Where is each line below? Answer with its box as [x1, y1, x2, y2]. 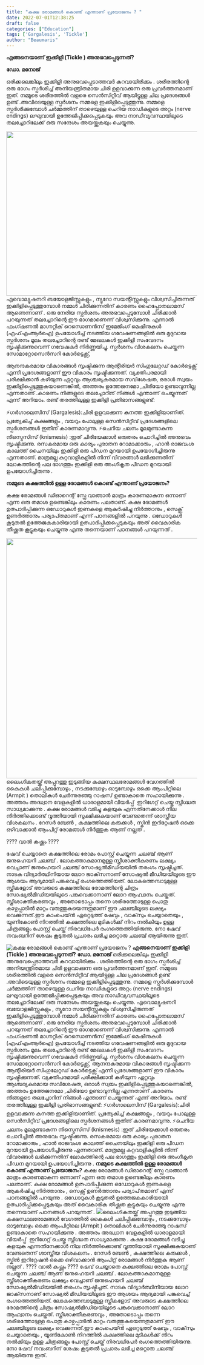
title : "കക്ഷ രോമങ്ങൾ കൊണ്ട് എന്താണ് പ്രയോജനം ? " [6, 8, 142, 15]
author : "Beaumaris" [6, 37, 59, 43]
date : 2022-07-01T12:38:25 [6, 15, 74, 21]
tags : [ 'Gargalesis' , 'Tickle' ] [6, 32, 88, 38]
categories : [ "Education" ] [6, 25, 74, 32]
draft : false [6, 20, 39, 26]
